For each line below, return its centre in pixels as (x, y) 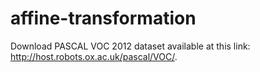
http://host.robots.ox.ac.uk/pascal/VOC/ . (94, 56)
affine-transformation (103, 18)
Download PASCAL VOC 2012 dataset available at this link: (130, 46)
